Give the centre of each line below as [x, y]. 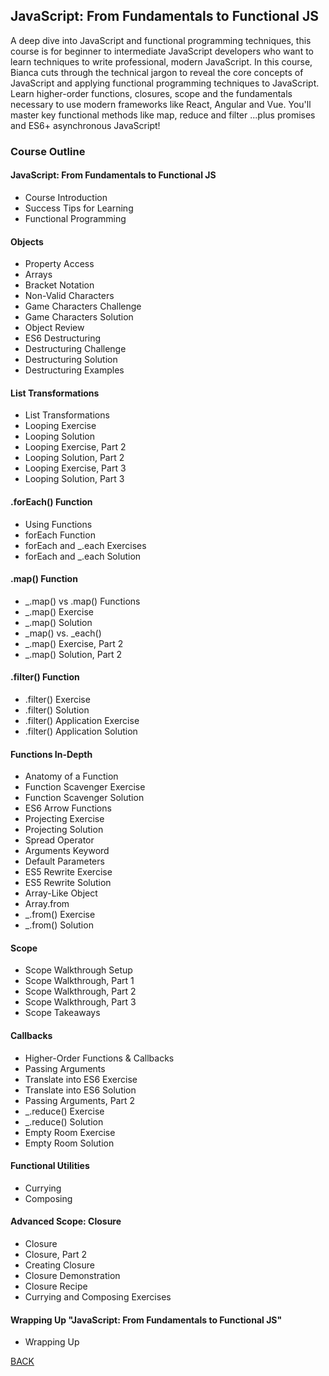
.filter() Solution [57, 710]
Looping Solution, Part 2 [74, 458]
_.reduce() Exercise [64, 1111]
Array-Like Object [61, 893]
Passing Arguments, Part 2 [79, 1100]
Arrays [38, 275]
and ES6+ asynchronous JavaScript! [85, 125]
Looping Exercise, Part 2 [75, 447]
